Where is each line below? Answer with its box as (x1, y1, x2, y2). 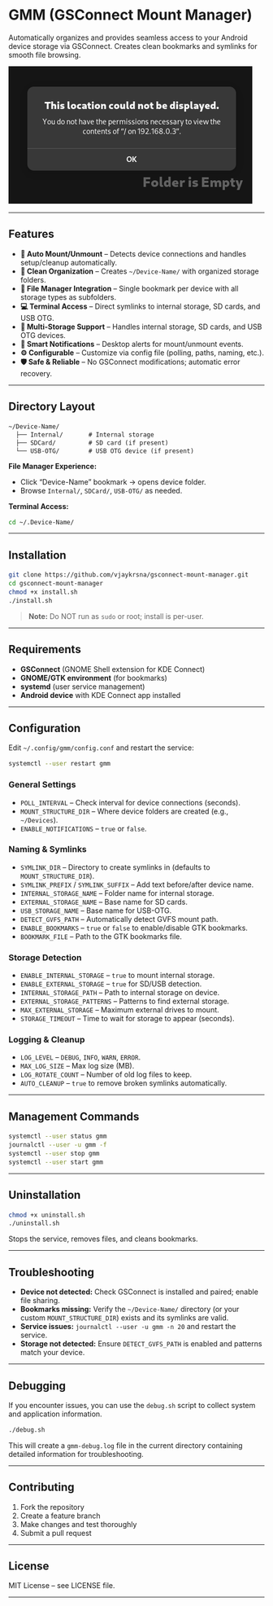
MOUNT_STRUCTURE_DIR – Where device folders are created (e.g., (19, 806, 229, 816)
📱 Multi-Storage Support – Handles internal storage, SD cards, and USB (19, 322, 262, 331)
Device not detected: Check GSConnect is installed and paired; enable (19, 1287, 258, 1297)
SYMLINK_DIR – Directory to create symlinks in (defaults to (19, 862, 210, 872)
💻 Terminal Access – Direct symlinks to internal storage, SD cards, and (19, 301, 261, 311)
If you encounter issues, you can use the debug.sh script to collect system (8, 1400, 256, 1410)
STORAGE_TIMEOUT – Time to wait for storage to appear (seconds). (19, 1014, 235, 1024)
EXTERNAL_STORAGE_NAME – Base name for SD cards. (19, 897, 188, 906)
